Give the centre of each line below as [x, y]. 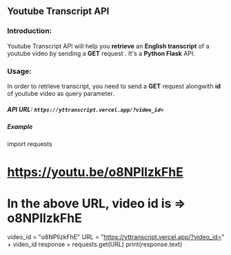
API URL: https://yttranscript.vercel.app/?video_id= [86, 109]
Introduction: [30, 31]
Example [20, 126]
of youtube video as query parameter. [61, 93]
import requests [30, 144]
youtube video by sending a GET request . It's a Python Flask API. [101, 53]
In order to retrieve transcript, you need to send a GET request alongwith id [114, 86]
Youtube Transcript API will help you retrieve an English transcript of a [108, 46]
